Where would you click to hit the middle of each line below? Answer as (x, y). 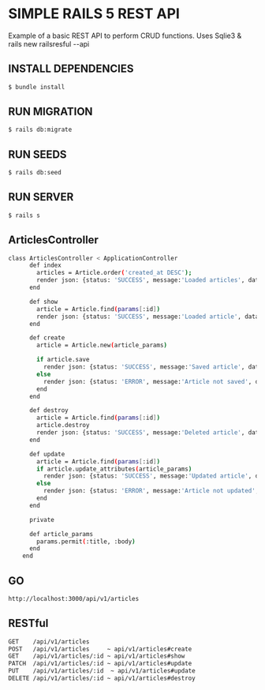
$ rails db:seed (35, 173)
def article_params (61, 534)
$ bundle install (37, 87)
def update (47, 454)
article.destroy (63, 426)
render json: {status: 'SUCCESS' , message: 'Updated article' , (147, 476)
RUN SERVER (41, 197)
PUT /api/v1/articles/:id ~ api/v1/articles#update (102, 671)
